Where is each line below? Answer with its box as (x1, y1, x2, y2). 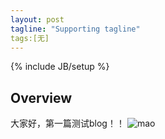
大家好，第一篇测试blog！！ (10, 117, 125, 130)
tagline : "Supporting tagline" (10, 24, 141, 34)
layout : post (10, 14, 65, 25)
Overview (10, 89, 73, 106)
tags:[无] (10, 33, 50, 43)
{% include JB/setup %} (10, 61, 110, 73)
